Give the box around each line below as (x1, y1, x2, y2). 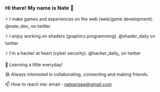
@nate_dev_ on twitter (5, 23, 51, 29)
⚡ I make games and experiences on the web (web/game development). (5, 16, 153, 22)
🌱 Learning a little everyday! (5, 62, 63, 68)
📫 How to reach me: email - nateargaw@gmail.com (5, 82, 112, 88)
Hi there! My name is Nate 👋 (5, 4, 74, 11)
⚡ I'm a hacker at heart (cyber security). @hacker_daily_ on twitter (5, 50, 141, 56)
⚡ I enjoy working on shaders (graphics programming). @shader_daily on (5, 33, 155, 39)
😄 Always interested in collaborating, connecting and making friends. (5, 72, 149, 78)
